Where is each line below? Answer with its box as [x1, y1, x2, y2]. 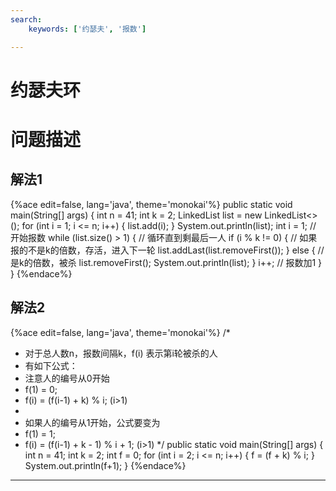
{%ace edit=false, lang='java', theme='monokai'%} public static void [10, 198, 293, 210]
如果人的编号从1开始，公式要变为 [24, 416, 161, 428]
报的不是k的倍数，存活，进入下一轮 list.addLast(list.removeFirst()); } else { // [10, 244, 325, 256]
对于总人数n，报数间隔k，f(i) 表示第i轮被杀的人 [24, 347, 218, 359]
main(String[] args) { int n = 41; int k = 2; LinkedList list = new [10, 209, 263, 221]
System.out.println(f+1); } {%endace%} [24, 459, 187, 471]
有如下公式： [24, 359, 78, 371]
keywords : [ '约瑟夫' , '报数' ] [28, 24, 147, 34]
